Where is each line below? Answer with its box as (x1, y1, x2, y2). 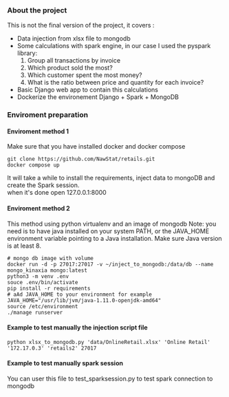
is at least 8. (7, 242, 41, 250)
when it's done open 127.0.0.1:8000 (7, 189, 107, 197)
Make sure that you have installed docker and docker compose (7, 142, 186, 151)
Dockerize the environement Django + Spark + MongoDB (17, 93, 179, 101)
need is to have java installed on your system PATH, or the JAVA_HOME (7, 226, 210, 235)
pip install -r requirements (7, 285, 91, 292)
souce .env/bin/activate (7, 279, 78, 286)
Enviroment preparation (7, 110, 88, 120)
